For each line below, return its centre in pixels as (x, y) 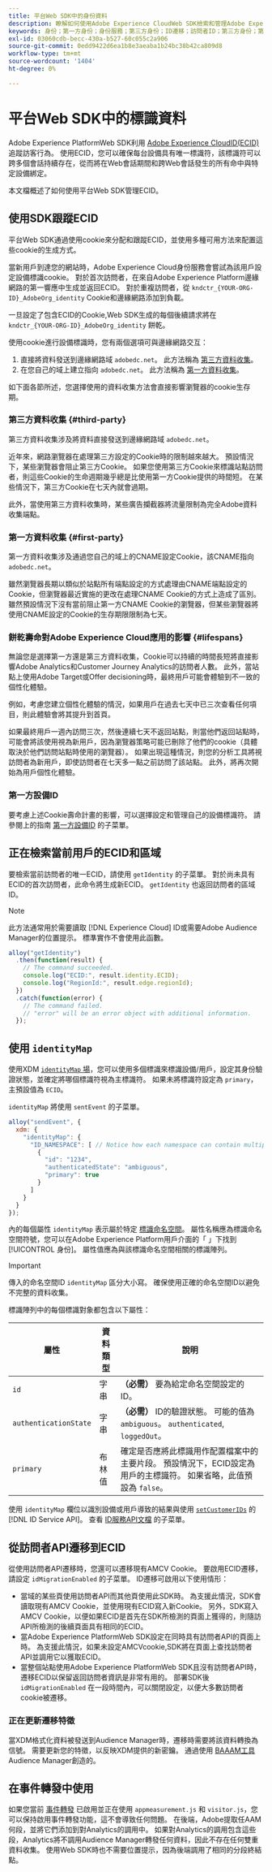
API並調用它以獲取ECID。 (62, 1657)
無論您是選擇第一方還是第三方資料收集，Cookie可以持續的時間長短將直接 (130, 657)
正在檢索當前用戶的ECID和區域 (85, 853)
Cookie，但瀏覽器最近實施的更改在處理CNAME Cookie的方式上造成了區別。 (134, 594)
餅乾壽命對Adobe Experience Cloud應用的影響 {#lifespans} (126, 638)
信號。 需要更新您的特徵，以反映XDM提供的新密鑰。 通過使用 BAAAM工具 (132, 1750)
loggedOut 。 (143, 1436)
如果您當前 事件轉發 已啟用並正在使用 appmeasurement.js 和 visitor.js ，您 (133, 1809)
